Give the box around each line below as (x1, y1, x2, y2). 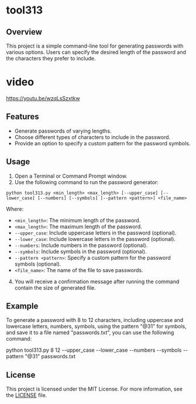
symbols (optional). (14, 260, 61, 267)
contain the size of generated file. (14, 284, 97, 291)
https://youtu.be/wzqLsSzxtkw (6, 94, 80, 101)
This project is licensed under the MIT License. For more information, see (6, 385, 183, 393)
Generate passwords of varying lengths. (14, 127, 112, 134)
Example (6, 301, 39, 311)
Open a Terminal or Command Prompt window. (14, 172, 128, 179)
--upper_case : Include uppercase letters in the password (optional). (14, 229, 177, 236)
